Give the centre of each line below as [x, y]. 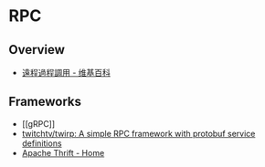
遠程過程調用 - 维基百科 [66, 73]
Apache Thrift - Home [63, 152]
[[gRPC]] [38, 123]
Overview [37, 50]
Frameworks [45, 102]
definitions [42, 143]
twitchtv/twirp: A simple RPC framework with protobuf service [138, 133]
